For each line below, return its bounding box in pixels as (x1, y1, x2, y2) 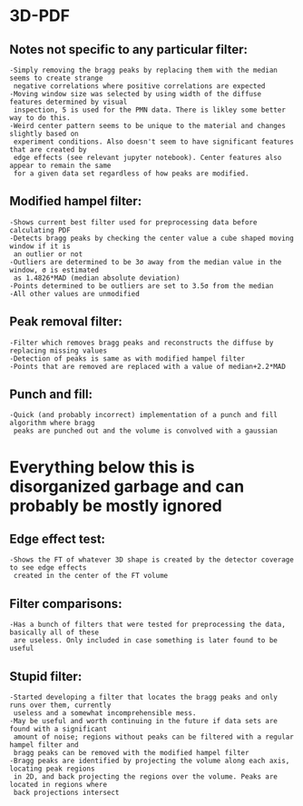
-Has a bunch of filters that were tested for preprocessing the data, (9, 620, 286, 630)
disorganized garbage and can (9, 476, 245, 496)
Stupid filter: (9, 669, 83, 684)
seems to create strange (9, 74, 103, 83)
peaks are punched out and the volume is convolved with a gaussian (13, 426, 279, 436)
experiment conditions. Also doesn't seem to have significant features (13, 137, 295, 146)
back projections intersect (13, 788, 120, 798)
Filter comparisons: (9, 596, 122, 612)
